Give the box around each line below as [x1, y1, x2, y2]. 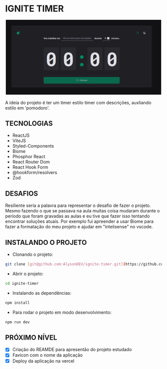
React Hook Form [12, 164, 48, 170]
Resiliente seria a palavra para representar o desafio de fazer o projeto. [5, 202, 151, 208]
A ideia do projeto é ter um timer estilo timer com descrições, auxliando [5, 99, 152, 105]
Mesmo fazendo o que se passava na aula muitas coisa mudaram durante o [5, 208, 160, 214]
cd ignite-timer [5, 281, 39, 286]
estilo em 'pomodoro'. [5, 105, 50, 111]
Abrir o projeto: [12, 270, 44, 277]
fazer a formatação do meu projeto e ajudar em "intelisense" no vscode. [5, 224, 153, 230]
